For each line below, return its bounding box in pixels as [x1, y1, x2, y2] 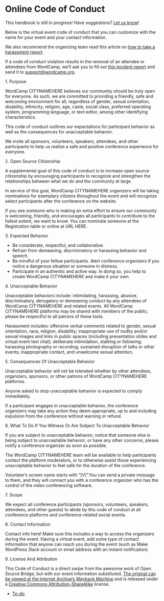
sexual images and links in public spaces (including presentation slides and [5, 333, 157, 339]
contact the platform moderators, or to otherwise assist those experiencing [5, 457, 157, 463]
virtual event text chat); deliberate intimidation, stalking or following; [5, 339, 142, 344]
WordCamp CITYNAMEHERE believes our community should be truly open [5, 88, 155, 94]
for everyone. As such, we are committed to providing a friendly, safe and [5, 93, 153, 99]
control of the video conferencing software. [5, 482, 93, 488]
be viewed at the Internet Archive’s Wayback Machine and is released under [5, 575, 158, 582]
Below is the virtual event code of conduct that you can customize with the [5, 29, 156, 35]
